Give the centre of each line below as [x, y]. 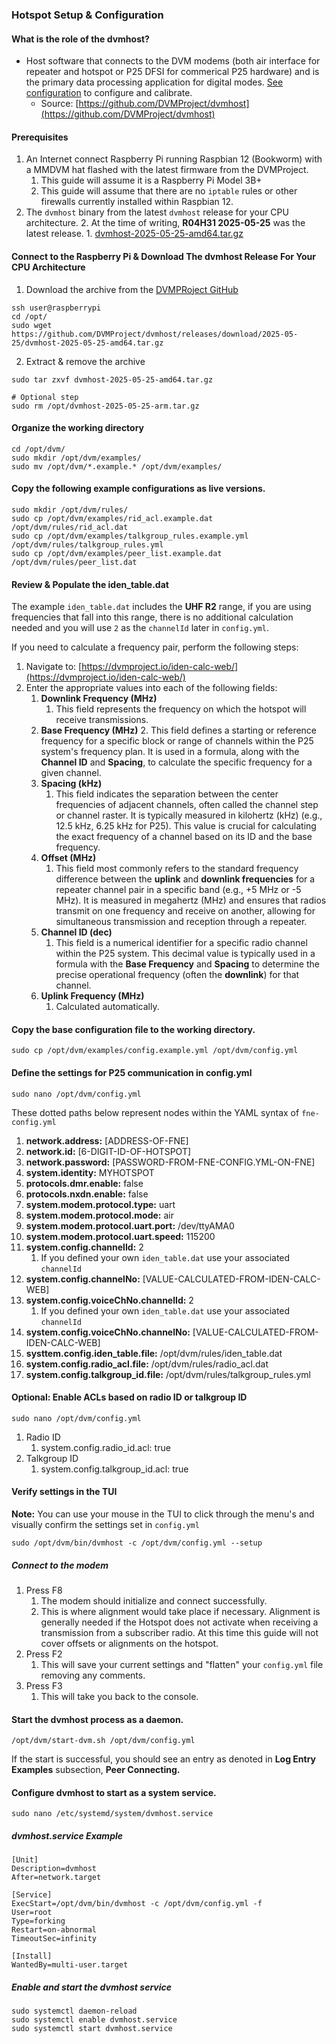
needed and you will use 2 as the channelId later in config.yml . [140, 628]
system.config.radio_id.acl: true [105, 1447]
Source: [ [59, 104]
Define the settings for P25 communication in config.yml [132, 1072]
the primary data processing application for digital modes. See [154, 82]
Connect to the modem [60, 1565]
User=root [32, 1913]
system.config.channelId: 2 [84, 1247]
